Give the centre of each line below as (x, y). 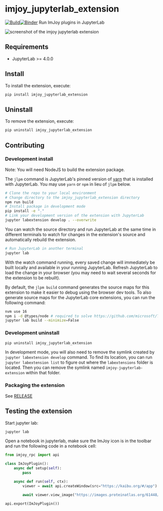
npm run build (19, 202)
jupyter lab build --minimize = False (42, 320)
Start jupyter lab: (22, 423)
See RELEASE (19, 396)
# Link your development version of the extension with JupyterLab (75, 216)
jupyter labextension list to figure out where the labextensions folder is (79, 363)
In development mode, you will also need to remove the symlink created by (80, 352)
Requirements (27, 47)
